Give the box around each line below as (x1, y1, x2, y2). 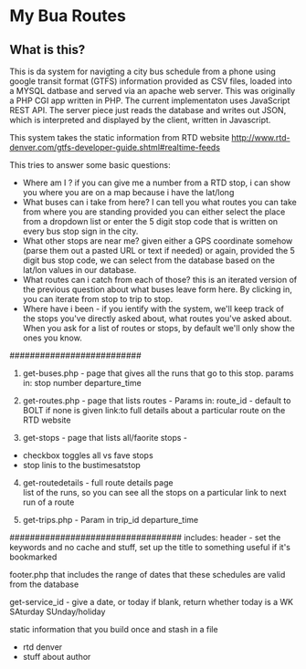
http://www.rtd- (231, 132, 290, 142)
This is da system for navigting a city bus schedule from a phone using (9, 66, 276, 77)
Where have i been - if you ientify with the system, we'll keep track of (22, 303, 285, 314)
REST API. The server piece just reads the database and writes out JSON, (9, 105, 287, 115)
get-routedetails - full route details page (22, 477, 174, 488)
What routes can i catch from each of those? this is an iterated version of (22, 275, 298, 285)
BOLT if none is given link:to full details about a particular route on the (22, 405, 286, 415)
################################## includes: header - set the (9, 532, 281, 543)
